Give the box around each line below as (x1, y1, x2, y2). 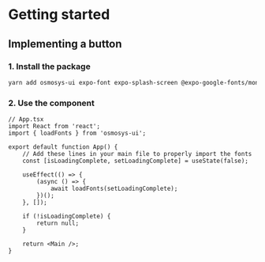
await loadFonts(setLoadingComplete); (50, 184, 178, 193)
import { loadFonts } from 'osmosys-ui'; (8, 129, 147, 138)
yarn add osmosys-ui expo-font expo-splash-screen (8, 78, 178, 86)
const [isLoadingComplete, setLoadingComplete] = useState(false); (22, 157, 248, 165)
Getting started (8, 6, 110, 24)
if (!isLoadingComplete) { (22, 212, 111, 221)
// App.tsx (8, 116, 44, 123)
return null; (36, 219, 80, 227)
